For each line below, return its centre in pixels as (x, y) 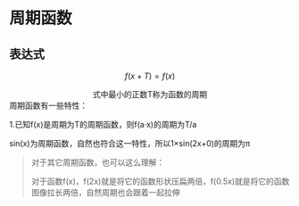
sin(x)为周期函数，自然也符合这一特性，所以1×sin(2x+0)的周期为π (130, 143)
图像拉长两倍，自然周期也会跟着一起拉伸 (105, 192)
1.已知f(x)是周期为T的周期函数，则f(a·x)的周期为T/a (103, 124)
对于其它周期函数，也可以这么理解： (98, 162)
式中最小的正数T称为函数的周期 (150, 94)
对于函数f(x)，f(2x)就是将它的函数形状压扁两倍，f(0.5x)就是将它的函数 (160, 181)
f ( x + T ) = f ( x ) (150, 76)
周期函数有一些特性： (48, 105)
